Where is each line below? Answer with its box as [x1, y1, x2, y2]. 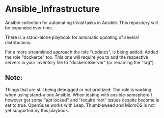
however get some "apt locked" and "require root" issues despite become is [5, 97, 160, 103]
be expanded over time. [5, 24, 53, 30]
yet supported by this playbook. [5, 107, 70, 113]
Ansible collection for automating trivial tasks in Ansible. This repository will [5, 20, 158, 25]
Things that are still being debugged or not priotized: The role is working [5, 87, 152, 93]
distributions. [5, 39, 32, 45]
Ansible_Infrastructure [5, 3, 100, 15]
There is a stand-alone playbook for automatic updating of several [5, 34, 139, 40]
